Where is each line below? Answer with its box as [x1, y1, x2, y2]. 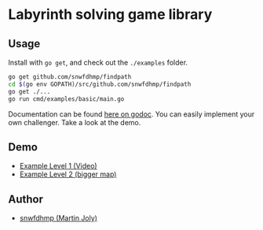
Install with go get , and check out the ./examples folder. [8, 57, 188, 67]
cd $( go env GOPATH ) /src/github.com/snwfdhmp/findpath [8, 80, 192, 88]
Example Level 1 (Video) [19, 161, 97, 171]
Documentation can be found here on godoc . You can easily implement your [8, 109, 255, 119]
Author [8, 192, 43, 206]
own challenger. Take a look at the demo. [8, 117, 141, 127]
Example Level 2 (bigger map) [19, 169, 117, 179]
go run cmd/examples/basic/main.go [8, 95, 125, 103]
